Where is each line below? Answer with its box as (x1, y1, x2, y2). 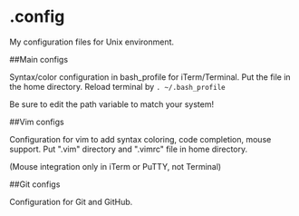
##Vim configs (9, 116, 65, 127)
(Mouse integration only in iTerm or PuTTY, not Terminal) (9, 161, 222, 172)
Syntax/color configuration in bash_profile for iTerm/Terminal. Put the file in (9, 71, 292, 83)
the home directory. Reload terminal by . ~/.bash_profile (9, 81, 226, 92)
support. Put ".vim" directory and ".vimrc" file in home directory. (9, 143, 247, 154)
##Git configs (9, 179, 61, 190)
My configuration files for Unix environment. (9, 36, 175, 47)
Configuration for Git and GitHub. (9, 196, 133, 207)
